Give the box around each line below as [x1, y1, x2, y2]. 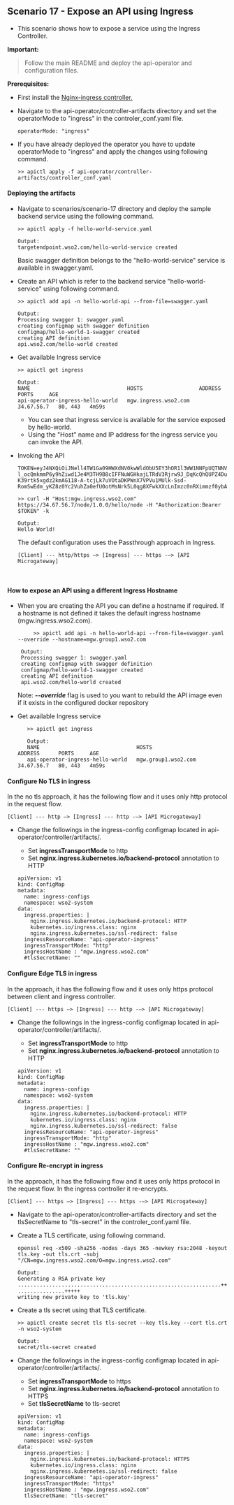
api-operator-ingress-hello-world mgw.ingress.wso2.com [17, 398, 190, 405]
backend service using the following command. [17, 212, 154, 221]
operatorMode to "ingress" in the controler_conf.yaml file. [17, 114, 184, 122]
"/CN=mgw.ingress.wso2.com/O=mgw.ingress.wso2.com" [17, 1257, 171, 1264]
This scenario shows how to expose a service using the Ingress [17, 24, 200, 32]
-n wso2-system [17, 1325, 62, 1332]
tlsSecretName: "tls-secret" [24, 1492, 109, 1499]
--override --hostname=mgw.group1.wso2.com [17, 636, 147, 644]
